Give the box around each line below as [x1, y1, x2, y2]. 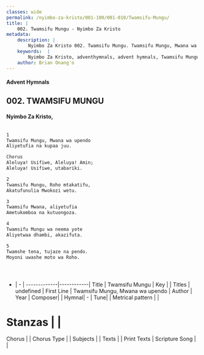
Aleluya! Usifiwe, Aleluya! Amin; [6, 160, 94, 166]
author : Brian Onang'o [17, 59, 75, 66]
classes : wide [6, 8, 42, 15]
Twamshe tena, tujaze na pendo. [6, 248, 88, 255]
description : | [17, 37, 56, 43]
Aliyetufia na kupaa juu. [6, 143, 72, 149]
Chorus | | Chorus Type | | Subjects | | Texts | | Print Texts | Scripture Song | [6, 335, 196, 343]
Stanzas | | [6, 315, 62, 329]
